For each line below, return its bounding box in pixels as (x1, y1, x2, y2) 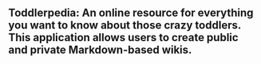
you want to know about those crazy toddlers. (8, 19, 242, 32)
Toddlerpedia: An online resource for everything (8, 6, 254, 20)
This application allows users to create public (8, 31, 239, 44)
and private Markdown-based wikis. (8, 43, 192, 57)
